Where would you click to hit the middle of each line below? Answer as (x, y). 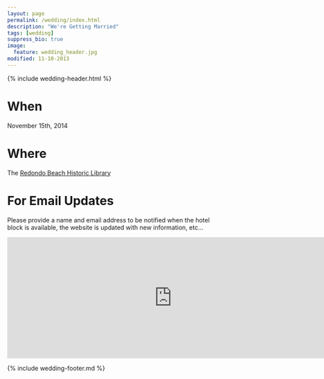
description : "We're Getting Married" (63, 26)
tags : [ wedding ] (30, 33)
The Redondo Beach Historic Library (59, 173)
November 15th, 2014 (37, 125)
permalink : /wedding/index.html (54, 20)
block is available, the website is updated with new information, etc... (106, 227)
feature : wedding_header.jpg (55, 53)
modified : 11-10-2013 (38, 59)
